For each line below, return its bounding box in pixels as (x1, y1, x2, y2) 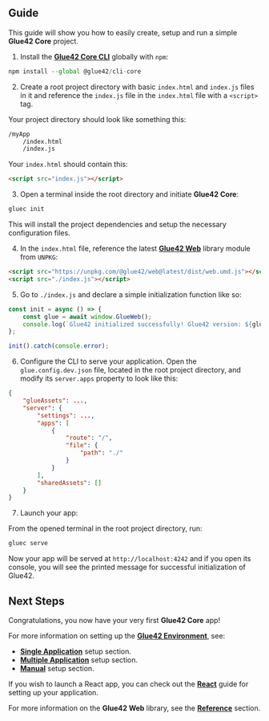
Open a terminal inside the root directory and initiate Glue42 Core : (19, 189, 239, 199)
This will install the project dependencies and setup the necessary (8, 220, 227, 230)
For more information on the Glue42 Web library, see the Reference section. (8, 703, 261, 713)
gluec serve (8, 540, 48, 548)
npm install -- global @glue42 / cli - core (8, 67, 142, 75)
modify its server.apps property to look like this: (19, 373, 179, 384)
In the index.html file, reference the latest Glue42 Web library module (19, 244, 251, 254)
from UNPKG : (19, 252, 58, 262)
